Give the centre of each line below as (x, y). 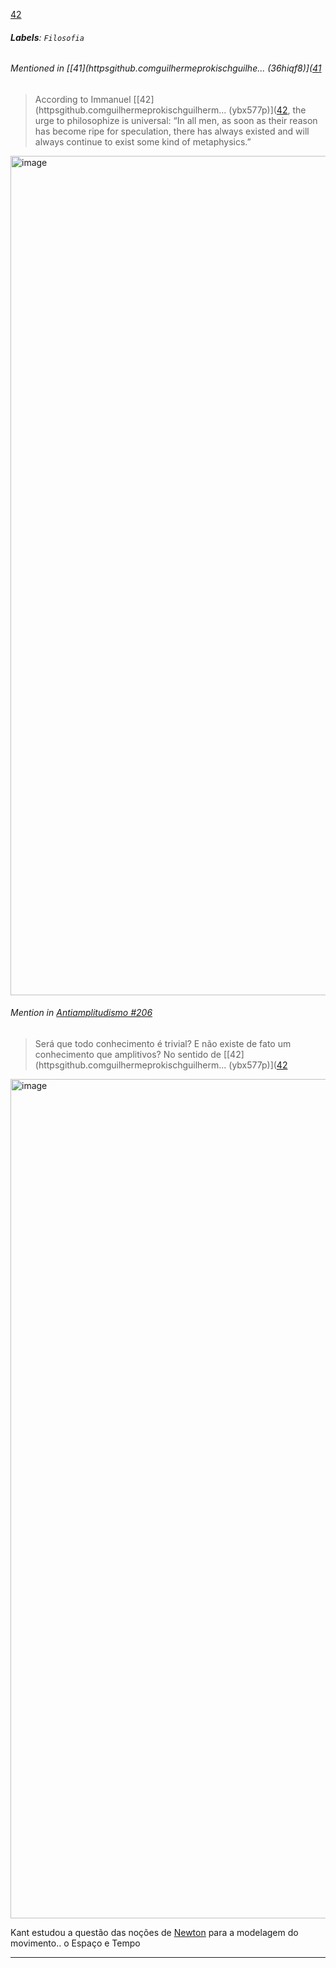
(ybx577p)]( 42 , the (267, 110)
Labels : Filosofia (47, 37)
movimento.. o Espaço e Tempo (75, 1943)
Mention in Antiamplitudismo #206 (81, 1013)
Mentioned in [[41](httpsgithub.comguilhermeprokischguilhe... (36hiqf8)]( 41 (166, 68)
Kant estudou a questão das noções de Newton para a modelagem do (154, 1933)
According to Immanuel (83, 99)
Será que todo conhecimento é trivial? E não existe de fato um (163, 1044)
